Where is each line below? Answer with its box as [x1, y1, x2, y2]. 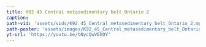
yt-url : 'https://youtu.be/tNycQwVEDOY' [6, 32, 112, 38]
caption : [6, 15, 29, 21]
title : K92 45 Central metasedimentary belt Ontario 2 [6, 9, 150, 15]
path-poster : [6, 26, 40, 32]
